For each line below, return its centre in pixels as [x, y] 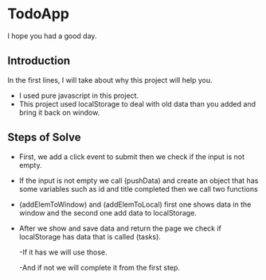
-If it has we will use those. [63, 252]
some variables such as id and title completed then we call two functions [138, 189]
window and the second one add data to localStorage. [108, 212]
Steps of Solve [44, 137]
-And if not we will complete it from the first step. [100, 267]
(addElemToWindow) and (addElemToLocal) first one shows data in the [135, 204]
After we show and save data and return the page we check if [120, 228]
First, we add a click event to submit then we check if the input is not [131, 157]
